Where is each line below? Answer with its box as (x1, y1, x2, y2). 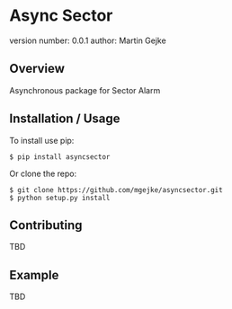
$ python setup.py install (9, 193, 111, 202)
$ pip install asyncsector (9, 152, 111, 162)
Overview (9, 61, 66, 76)
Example (9, 267, 59, 283)
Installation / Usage (9, 111, 120, 127)
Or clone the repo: (9, 168, 77, 179)
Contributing (9, 217, 83, 233)
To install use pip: (9, 135, 75, 146)
